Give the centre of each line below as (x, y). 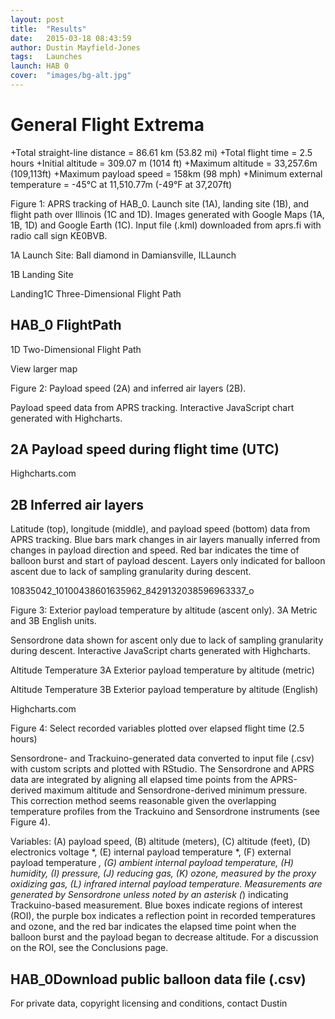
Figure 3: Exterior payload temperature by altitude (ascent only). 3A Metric (164, 610)
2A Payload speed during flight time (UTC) (145, 449)
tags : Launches (46, 57)
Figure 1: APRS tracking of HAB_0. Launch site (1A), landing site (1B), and (160, 203)
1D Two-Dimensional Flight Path (76, 349)
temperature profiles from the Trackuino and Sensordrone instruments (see (165, 812)
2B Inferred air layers (77, 504)
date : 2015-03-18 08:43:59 (71, 38)
